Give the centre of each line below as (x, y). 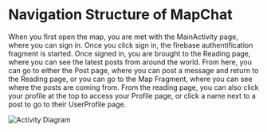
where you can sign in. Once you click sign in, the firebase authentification (131, 45)
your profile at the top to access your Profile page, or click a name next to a (132, 95)
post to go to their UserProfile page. (67, 104)
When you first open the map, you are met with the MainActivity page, (124, 37)
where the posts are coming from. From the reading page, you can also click (133, 87)
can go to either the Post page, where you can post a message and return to (133, 70)
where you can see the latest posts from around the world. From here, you (130, 62)
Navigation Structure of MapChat (120, 15)
